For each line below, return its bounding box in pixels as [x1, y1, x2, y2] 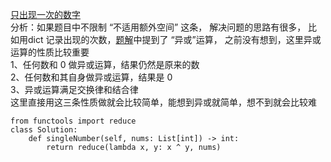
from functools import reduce [10, 116, 137, 126]
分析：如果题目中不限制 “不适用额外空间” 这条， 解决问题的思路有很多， [10, 21, 307, 33]
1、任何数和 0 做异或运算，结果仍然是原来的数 [10, 59, 200, 70]
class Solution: [10, 125, 78, 135]
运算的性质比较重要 [10, 46, 90, 58]
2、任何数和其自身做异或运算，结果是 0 [10, 71, 173, 83]
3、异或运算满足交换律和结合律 [10, 84, 139, 95]
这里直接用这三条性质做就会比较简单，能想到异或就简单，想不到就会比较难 [10, 96, 317, 108]
